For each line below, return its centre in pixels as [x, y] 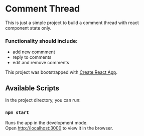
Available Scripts [32, 88]
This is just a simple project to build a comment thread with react [72, 23]
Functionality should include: [41, 41]
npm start [17, 112]
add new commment [34, 52]
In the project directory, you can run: [43, 100]
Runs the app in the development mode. [46, 123]
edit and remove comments [41, 63]
